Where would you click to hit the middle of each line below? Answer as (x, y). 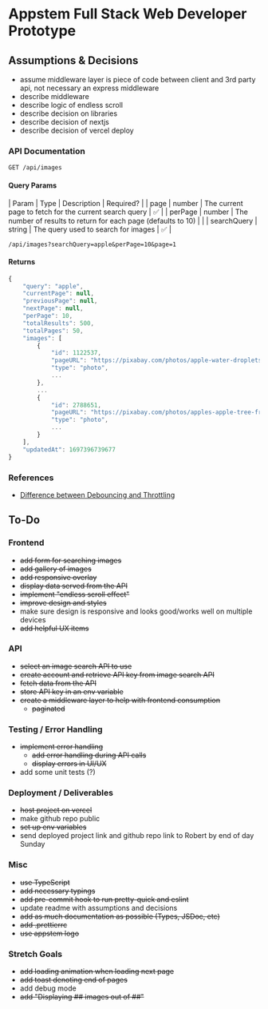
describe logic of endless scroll (71, 105)
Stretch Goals (35, 954)
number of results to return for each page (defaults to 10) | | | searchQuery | (133, 220)
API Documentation (47, 151)
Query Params (33, 185)
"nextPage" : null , (53, 308)
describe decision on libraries (69, 113)
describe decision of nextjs (64, 122)
